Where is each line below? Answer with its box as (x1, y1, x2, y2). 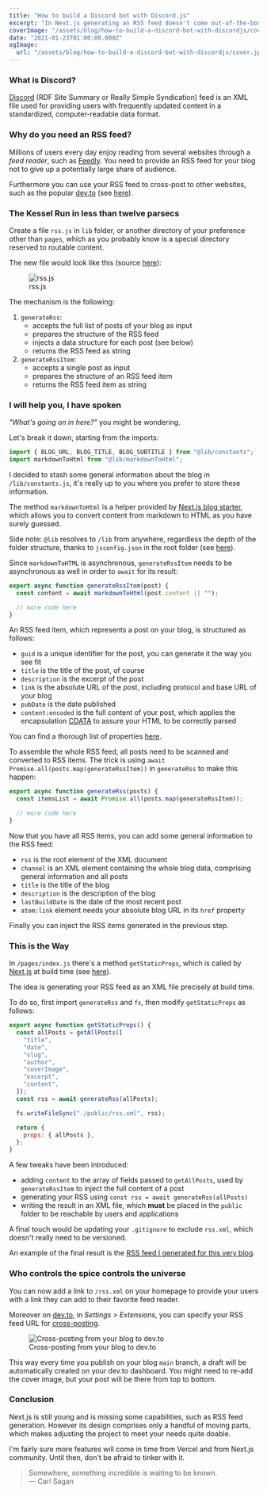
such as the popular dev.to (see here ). (9, 188, 134, 197)
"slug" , (23, 1051, 48, 1059)
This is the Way (9, 940, 70, 951)
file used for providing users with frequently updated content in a (9, 101, 222, 111)
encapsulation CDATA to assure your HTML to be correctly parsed (20, 716, 237, 726)
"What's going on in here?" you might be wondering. (9, 418, 181, 427)
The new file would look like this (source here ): (9, 258, 162, 267)
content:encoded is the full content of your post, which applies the (20, 708, 236, 717)
